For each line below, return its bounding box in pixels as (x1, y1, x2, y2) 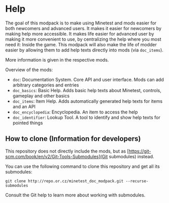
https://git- (128, 148, 151, 154)
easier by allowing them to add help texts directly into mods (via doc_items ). (5, 47, 163, 53)
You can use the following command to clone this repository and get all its (5, 163, 160, 169)
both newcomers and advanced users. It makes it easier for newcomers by (5, 25, 161, 31)
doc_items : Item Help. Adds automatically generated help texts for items (12, 98, 163, 104)
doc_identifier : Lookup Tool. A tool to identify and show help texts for (12, 114, 161, 120)
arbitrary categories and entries (12, 82, 79, 88)
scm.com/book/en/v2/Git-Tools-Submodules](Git (5, 153, 108, 159)
